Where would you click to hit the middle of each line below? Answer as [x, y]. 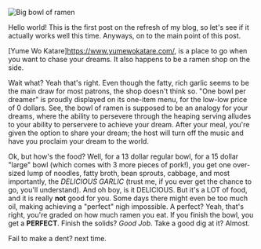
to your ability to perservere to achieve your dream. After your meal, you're [129, 124]
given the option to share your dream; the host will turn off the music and [126, 133]
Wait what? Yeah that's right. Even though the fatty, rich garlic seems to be [129, 83]
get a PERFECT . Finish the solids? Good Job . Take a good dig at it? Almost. [129, 223]
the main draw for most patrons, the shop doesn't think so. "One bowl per [127, 91]
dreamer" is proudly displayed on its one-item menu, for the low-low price [128, 99]
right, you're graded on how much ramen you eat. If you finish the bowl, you [131, 215]
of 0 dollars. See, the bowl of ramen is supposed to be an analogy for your [128, 108]
